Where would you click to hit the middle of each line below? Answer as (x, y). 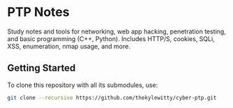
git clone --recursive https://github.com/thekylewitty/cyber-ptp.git (112, 98)
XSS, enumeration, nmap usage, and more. (69, 46)
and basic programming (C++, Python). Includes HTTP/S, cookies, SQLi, (111, 38)
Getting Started (42, 68)
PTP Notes (38, 12)
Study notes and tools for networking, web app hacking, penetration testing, (117, 31)
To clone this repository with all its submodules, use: (83, 85)
